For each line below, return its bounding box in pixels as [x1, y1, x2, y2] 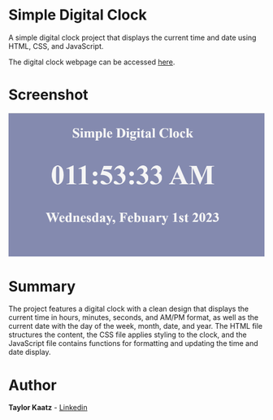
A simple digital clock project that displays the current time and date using [8, 33, 257, 42]
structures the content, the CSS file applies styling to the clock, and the [8, 330, 247, 339]
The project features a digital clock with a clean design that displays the [8, 304, 249, 314]
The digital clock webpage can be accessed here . [8, 57, 175, 67]
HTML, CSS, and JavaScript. [8, 41, 104, 50]
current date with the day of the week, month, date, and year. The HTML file [8, 322, 263, 331]
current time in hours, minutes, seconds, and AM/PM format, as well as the [8, 313, 258, 322]
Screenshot [8, 85, 89, 104]
